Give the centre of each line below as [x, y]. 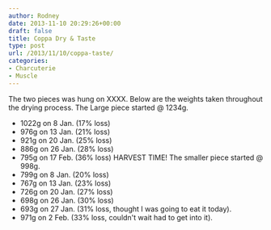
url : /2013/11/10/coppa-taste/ [61, 53]
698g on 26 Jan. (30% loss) [67, 200]
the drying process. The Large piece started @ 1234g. [98, 107]
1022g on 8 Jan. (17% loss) [65, 123]
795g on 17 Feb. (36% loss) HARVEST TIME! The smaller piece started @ [142, 157]
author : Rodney [34, 16]
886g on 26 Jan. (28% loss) [67, 148]
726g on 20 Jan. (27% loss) [66, 191]
